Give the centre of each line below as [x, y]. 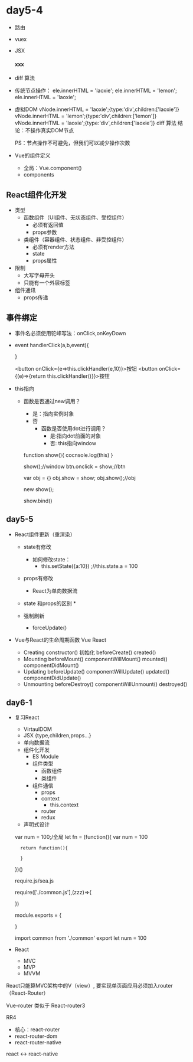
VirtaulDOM [37, 729]
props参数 [45, 232]
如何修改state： [51, 559]
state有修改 [37, 547]
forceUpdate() [49, 628]
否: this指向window [73, 443]
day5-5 [20, 519]
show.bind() [38, 501]
